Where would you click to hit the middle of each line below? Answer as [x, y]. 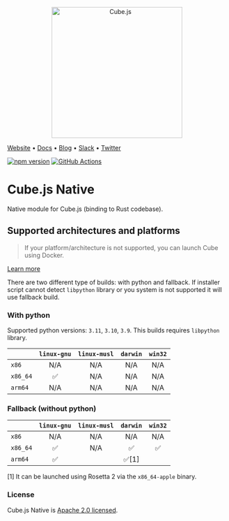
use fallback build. [33, 297]
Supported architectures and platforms [94, 231]
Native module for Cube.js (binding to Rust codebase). [85, 209]
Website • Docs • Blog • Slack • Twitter [64, 148]
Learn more [24, 268]
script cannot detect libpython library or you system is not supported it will [115, 289]
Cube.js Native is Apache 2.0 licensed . [63, 510]
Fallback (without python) [52, 409]
